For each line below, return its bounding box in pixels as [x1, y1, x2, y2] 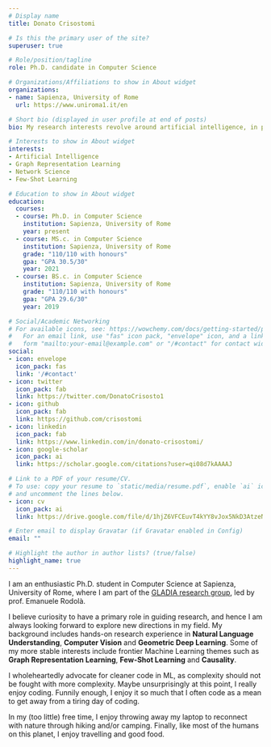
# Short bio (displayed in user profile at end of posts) [8, 115, 207, 124]
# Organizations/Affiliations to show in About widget [8, 79, 197, 87]
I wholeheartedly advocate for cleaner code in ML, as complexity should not [8, 670, 261, 680]
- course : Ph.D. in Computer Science [15, 212, 143, 221]
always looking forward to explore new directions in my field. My [8, 620, 223, 630]
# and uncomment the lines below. [8, 490, 125, 498]
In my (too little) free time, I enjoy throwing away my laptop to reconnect [8, 711, 248, 721]
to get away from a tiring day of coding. [8, 696, 140, 706]
